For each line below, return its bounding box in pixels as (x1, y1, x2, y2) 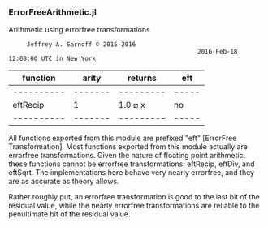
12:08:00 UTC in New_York (8, 55, 96, 63)
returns (127, 72, 157, 84)
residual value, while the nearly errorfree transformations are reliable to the (8, 201, 260, 211)
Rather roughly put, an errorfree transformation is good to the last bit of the (8, 192, 260, 202)
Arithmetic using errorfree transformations (8, 25, 150, 35)
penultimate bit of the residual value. (8, 209, 132, 219)
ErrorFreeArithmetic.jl (8, 6, 97, 18)
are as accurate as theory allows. (8, 177, 119, 186)
